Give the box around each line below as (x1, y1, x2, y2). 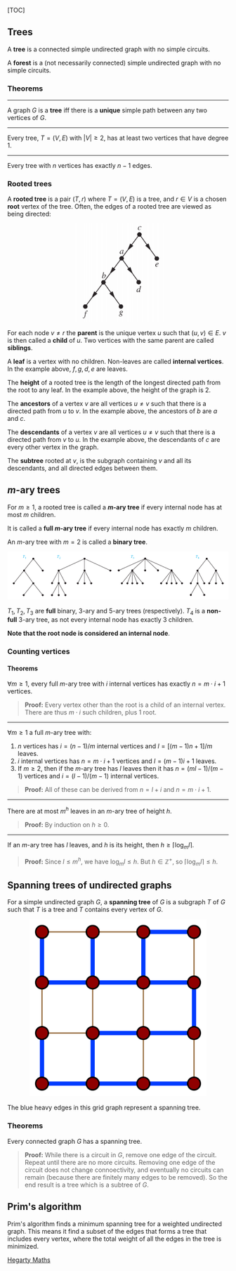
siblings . (7, 344, 33, 352)
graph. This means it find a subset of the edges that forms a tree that (7, 1227, 207, 1235)
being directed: (7, 210, 51, 219)
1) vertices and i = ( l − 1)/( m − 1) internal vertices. (17, 772, 159, 781)
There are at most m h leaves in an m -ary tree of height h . (7, 806, 172, 816)
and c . (7, 414, 26, 422)
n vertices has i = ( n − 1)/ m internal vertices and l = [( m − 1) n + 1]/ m (17, 742, 213, 750)
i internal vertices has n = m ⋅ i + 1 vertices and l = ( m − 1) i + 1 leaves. (17, 757, 217, 765)
